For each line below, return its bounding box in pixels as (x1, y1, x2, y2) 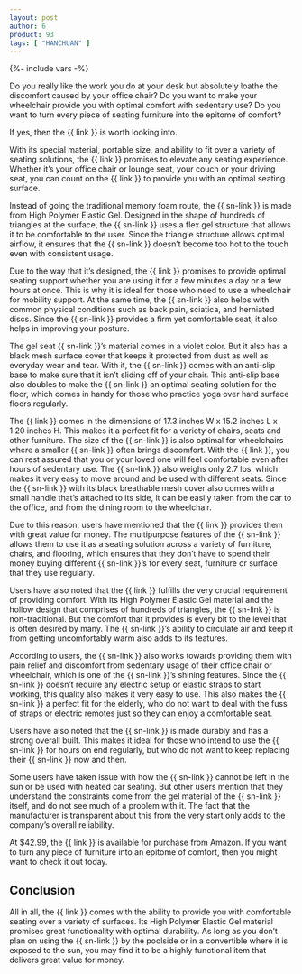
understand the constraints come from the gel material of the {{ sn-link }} (9, 791, 281, 802)
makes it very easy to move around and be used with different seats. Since (9, 473, 287, 484)
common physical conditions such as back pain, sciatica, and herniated (9, 304, 275, 315)
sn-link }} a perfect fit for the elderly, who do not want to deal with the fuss (9, 699, 288, 710)
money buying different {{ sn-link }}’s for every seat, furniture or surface (9, 558, 278, 569)
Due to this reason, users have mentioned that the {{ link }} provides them (9, 520, 284, 531)
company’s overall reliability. (9, 820, 114, 830)
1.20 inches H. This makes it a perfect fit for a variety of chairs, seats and (9, 425, 281, 436)
